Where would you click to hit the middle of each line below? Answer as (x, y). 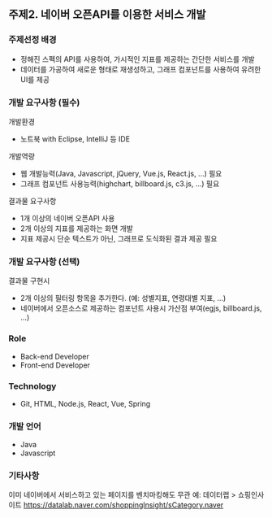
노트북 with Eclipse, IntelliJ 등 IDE (75, 139)
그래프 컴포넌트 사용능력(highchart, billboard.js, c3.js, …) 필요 (120, 183)
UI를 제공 (35, 79)
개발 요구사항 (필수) (44, 102)
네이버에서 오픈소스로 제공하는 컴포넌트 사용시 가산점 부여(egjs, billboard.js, (141, 308)
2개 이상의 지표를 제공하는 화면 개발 (77, 228)
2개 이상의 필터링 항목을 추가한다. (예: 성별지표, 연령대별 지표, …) (123, 298)
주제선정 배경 (32, 40)
